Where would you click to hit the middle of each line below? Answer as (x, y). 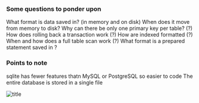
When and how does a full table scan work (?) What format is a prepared (96, 41)
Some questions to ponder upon (54, 9)
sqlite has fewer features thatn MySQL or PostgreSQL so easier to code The (99, 76)
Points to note (27, 63)
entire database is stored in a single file (54, 82)
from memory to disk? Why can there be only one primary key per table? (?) (99, 28)
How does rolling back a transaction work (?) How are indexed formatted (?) (99, 35)
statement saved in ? (32, 47)
